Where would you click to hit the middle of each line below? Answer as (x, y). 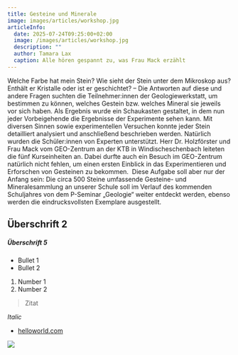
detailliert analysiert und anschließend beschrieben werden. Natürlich (109, 133)
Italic (15, 317)
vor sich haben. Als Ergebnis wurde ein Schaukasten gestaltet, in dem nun (116, 110)
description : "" (38, 47)
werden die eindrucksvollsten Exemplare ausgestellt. (85, 202)
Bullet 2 (29, 268)
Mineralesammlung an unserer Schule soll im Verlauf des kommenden (110, 187)
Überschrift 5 (27, 242)
